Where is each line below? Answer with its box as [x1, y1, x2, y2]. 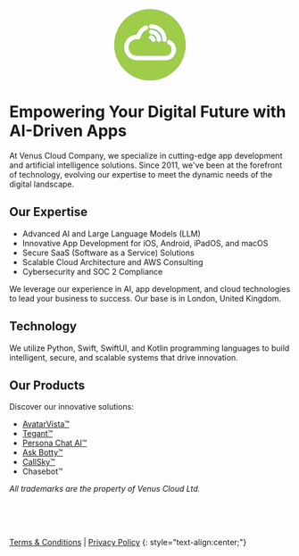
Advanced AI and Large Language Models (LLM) [21, 228, 201, 239]
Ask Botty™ [21, 447, 63, 458]
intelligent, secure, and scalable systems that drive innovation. [9, 352, 238, 362]
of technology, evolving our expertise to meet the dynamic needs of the [9, 169, 273, 179]
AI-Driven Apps [9, 120, 128, 141]
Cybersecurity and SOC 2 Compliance [21, 266, 163, 277]
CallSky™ [21, 457, 55, 468]
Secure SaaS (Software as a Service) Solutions [21, 247, 195, 258]
